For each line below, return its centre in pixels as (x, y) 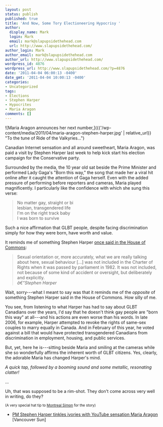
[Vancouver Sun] (29, 419)
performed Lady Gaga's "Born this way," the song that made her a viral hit (79, 172)
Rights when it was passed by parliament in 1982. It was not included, (87, 267)
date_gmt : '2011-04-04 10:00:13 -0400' (45, 78)
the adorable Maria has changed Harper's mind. (53, 358)
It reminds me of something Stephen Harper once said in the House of (75, 242)
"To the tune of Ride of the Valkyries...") (45, 138)
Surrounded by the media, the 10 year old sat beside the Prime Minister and (81, 167)
